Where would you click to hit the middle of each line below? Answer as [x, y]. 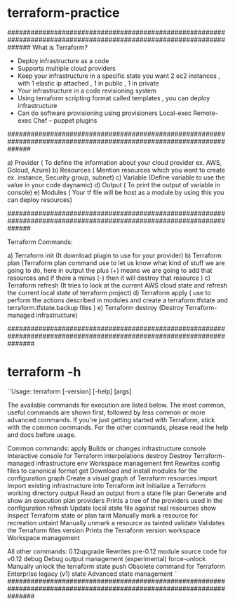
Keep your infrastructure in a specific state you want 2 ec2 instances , [119, 76]
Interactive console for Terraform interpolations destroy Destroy [100, 456]
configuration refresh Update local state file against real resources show [112, 508]
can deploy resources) [40, 200]
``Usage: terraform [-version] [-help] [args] [69, 391]
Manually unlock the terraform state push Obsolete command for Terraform [116, 566]
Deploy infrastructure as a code [63, 60]
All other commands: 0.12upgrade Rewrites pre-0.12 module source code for [117, 551]
